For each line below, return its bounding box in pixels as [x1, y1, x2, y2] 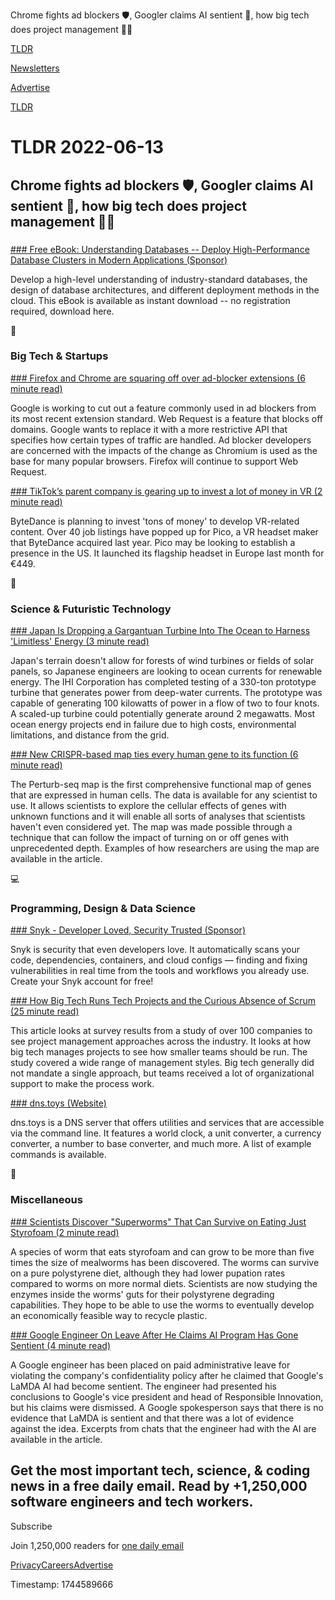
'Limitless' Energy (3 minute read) [10, 635, 150, 648]
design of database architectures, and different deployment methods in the [10, 284, 320, 296]
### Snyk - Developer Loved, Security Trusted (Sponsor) [10, 924, 246, 936]
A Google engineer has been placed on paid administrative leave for [10, 1359, 291, 1371]
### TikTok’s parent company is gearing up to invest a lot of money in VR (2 [10, 485, 323, 497]
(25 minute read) [10, 1005, 80, 1018]
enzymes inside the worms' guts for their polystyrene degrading [10, 1288, 275, 1300]
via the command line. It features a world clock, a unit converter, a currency [10, 1127, 322, 1139]
